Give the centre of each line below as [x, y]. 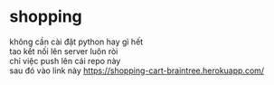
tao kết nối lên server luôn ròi [64, 51]
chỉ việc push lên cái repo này [65, 61]
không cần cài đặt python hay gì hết [76, 42]
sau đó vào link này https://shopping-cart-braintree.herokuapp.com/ [137, 71]
